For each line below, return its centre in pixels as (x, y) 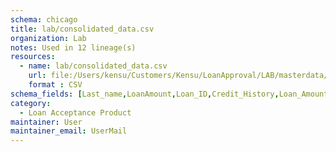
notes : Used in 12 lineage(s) (73, 47)
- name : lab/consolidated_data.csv (93, 66)
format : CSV (55, 85)
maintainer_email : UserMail (69, 131)
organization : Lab (48, 38)
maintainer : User (46, 122)
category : (31, 103)
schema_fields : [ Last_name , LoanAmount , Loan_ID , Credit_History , (145, 94)
